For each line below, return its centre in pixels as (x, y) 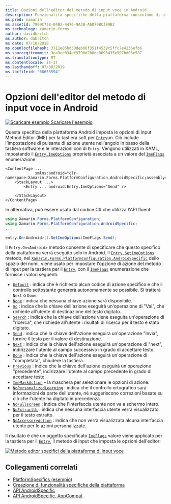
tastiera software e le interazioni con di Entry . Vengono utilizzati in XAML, (82, 148)
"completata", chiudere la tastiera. (48, 361)
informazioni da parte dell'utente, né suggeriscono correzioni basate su (88, 393)
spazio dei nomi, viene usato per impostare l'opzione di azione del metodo (83, 264)
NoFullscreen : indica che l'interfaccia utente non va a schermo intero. (86, 404)
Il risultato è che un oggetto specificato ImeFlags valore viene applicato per (84, 436)
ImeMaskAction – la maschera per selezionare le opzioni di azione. (81, 382)
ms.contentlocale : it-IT (32, 62)
